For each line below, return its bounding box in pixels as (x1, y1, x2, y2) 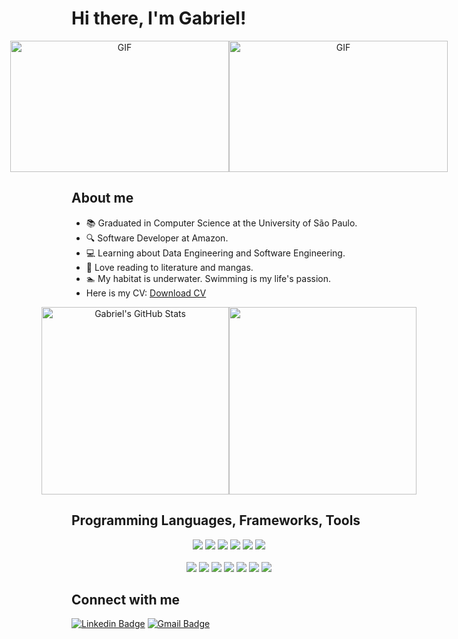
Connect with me (71, 591, 181, 608)
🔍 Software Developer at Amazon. (85, 232, 229, 244)
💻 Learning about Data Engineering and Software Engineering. (85, 247, 346, 259)
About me (71, 190, 134, 207)
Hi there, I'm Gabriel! (71, 7, 247, 30)
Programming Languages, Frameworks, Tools (71, 512, 361, 529)
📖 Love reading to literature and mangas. (85, 261, 254, 273)
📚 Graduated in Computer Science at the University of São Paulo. (85, 217, 358, 229)
